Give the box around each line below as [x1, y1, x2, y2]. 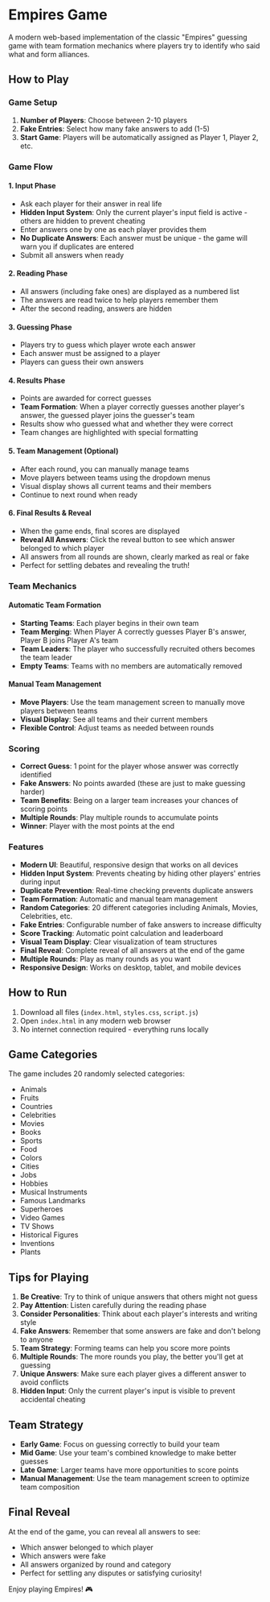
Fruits [19, 1093, 39, 1103]
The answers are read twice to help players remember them [19, 295, 219, 304]
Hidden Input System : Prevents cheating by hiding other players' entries [19, 868, 261, 878]
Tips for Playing [8, 1270, 89, 1284]
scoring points [19, 804, 68, 814]
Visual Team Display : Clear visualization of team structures [19, 937, 218, 946]
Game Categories [8, 1047, 98, 1061]
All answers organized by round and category [19, 1559, 171, 1569]
